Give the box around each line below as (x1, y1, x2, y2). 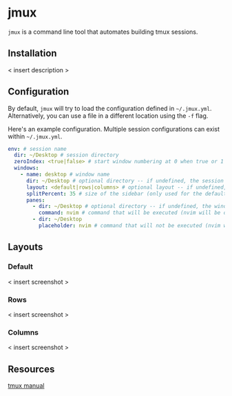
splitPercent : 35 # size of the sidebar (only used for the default (25, 190, 227, 197)
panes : (25, 196, 45, 204)
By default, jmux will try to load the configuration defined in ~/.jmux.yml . (8, 104, 212, 112)
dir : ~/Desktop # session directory (14, 152, 119, 159)
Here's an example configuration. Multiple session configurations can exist (8, 125, 220, 133)
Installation (8, 48, 57, 59)
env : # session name (8, 145, 67, 152)
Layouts (8, 241, 43, 253)
